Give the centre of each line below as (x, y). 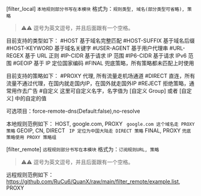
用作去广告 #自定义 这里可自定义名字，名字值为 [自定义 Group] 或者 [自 (99, 91)
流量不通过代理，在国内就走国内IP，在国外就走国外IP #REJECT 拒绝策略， (98, 83)
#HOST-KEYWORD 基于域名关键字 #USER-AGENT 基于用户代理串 (87, 48)
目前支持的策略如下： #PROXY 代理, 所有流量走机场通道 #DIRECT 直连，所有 (101, 76)
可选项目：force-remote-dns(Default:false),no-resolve (73, 111)
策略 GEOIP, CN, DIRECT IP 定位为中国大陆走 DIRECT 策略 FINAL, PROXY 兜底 (99, 130)
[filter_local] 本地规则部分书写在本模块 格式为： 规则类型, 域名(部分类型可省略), (95, 9)
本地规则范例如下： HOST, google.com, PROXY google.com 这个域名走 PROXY (100, 124)
